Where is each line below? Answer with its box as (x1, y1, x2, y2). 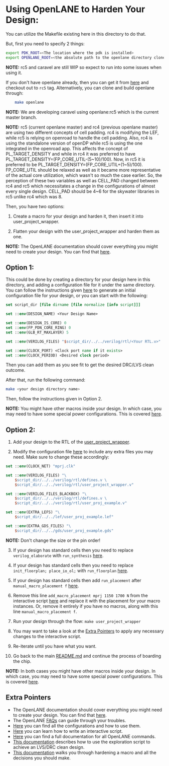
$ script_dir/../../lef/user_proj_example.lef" (15, 515, 114, 520)
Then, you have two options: (6, 203, 65, 210)
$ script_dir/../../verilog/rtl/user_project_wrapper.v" (15, 482, 134, 487)
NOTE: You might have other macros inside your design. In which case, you (6, 405, 162, 411)
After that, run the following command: (6, 377, 86, 383)
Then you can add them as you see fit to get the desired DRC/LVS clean (6, 362, 154, 368)
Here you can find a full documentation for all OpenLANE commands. (13, 733, 156, 739)
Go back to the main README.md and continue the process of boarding (13, 653, 161, 659)
